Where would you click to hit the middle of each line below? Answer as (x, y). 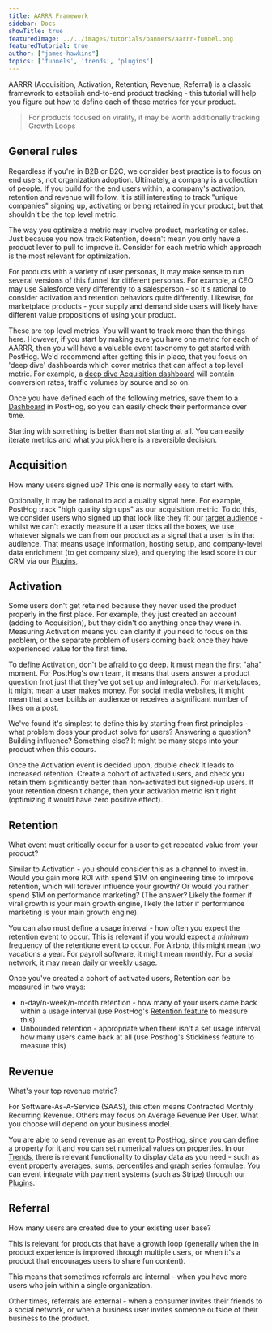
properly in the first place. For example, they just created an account (123, 615)
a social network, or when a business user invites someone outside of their (133, 1309)
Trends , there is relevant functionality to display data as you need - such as (134, 1156)
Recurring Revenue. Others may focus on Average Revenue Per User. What (134, 1115)
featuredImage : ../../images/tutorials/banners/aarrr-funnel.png (121, 39)
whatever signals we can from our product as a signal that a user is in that (132, 535)
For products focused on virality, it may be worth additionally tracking (144, 117)
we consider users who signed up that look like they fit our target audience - (136, 517)
